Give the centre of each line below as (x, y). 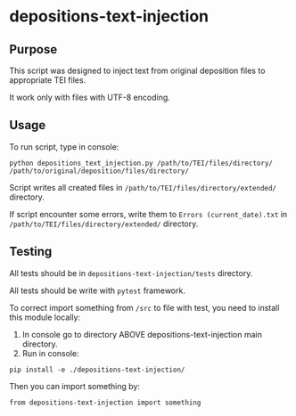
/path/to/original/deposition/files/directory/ (99, 171)
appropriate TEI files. (48, 80)
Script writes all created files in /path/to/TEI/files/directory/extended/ (143, 187)
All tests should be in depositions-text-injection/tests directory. (131, 273)
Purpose (33, 49)
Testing (31, 252)
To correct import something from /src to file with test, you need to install (144, 307)
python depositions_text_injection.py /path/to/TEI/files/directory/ (141, 163)
